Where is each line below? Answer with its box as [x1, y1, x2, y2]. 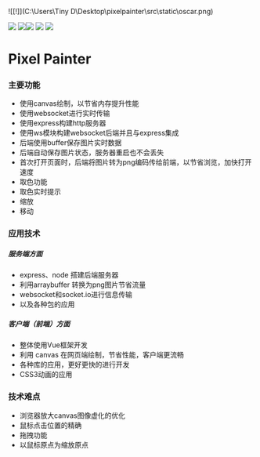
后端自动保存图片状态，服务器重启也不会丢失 [19, 148, 164, 158]
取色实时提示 [19, 187, 61, 197]
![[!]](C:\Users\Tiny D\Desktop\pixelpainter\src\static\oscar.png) [8, 7, 214, 16]
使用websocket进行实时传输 [19, 109, 110, 118]
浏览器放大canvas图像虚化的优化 [19, 411, 125, 420]
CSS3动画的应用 [19, 370, 73, 379]
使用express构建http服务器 [19, 118, 107, 128]
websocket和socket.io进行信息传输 [19, 290, 133, 299]
